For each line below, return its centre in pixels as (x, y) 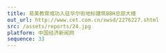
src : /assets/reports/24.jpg (49, 26)
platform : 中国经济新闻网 (41, 33)
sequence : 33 (26, 39)
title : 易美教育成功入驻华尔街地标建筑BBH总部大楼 (72, 13)
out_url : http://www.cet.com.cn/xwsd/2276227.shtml (83, 20)
